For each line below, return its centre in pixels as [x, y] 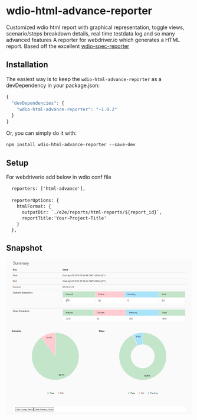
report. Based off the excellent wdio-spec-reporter [68, 46]
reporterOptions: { [35, 200]
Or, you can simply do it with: [41, 133]
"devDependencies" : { [38, 103]
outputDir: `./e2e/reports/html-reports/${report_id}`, [92, 212]
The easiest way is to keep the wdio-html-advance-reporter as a [84, 79]
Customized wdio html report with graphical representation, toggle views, [95, 27]
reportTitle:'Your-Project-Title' [64, 218]
